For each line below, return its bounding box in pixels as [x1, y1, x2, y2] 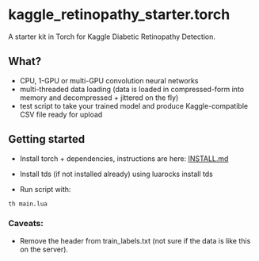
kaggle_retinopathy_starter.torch [8, 6, 230, 24]
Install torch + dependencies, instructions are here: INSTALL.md [19, 153, 229, 163]
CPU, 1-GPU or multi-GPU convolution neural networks [19, 75, 199, 85]
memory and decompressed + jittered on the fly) [19, 93, 179, 102]
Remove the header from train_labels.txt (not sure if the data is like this [19, 236, 251, 245]
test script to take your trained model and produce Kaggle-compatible [19, 101, 248, 110]
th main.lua [8, 200, 48, 208]
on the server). [19, 244, 69, 254]
